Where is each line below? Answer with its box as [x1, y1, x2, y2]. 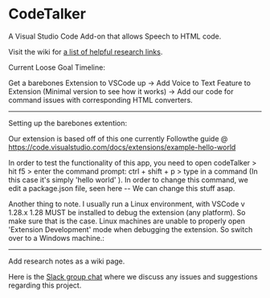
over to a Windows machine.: [8, 233, 104, 243]
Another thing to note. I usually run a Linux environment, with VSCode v [8, 198, 245, 209]
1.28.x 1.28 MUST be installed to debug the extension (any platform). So [8, 207, 246, 217]
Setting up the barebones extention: [8, 118, 128, 128]
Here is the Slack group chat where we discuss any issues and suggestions [8, 271, 259, 281]
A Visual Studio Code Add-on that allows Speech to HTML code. [8, 31, 222, 41]
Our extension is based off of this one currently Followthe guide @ [8, 133, 228, 143]
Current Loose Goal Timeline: [8, 62, 106, 72]
